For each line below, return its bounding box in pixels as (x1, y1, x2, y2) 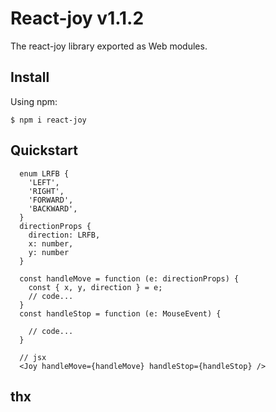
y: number (28, 247, 70, 257)
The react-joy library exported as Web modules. (10, 40, 208, 52)
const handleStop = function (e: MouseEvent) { (19, 308, 222, 319)
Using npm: (10, 95, 58, 107)
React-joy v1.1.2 (10, 7, 145, 30)
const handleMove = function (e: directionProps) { (19, 273, 240, 284)
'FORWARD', (28, 195, 74, 205)
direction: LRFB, (28, 230, 101, 240)
